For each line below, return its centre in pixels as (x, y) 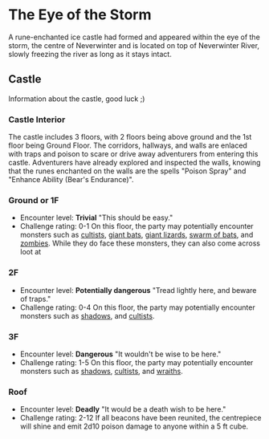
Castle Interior (37, 120)
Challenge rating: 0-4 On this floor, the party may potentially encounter (137, 307)
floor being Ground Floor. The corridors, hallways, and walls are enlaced (128, 145)
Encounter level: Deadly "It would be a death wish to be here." (123, 409)
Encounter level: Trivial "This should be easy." (96, 217)
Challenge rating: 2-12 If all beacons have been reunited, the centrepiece (141, 418)
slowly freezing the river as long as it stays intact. (90, 54)
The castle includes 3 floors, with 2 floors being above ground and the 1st (130, 137)
